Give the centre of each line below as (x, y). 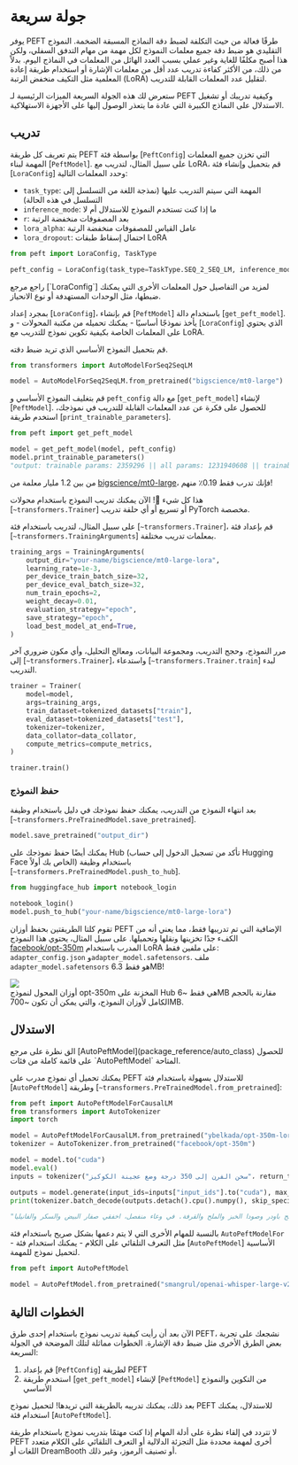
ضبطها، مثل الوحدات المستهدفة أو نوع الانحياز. (86, 296)
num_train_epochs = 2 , (64, 593)
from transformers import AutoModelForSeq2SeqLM (101, 365)
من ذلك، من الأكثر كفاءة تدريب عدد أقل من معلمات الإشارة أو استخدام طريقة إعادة (146, 69)
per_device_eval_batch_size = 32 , (85, 585)
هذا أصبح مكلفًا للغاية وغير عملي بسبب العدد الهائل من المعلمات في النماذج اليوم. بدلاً (149, 59)
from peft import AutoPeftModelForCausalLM (92, 1103)
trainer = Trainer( (46, 686)
